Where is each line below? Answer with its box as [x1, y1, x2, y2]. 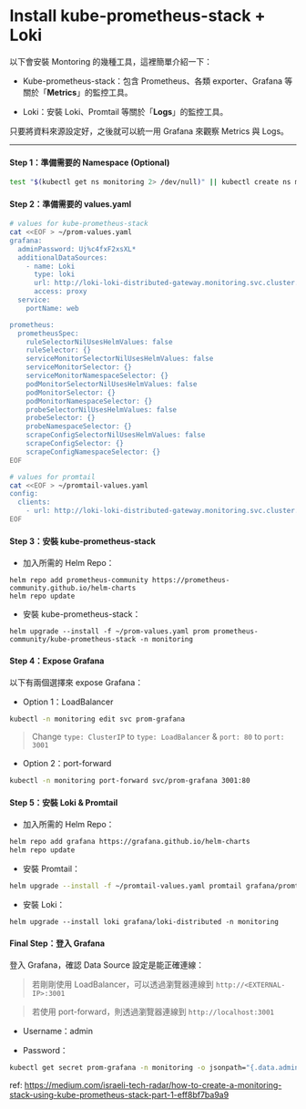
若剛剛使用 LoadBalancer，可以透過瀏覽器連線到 [31, 979, 214, 990]
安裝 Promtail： [22, 863, 80, 875]
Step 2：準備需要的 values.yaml [9, 198, 132, 210]
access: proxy [33, 287, 88, 296]
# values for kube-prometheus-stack [9, 220, 148, 229]
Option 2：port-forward [22, 758, 112, 769]
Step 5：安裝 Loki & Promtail [9, 796, 118, 807]
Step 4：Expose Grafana [9, 655, 105, 666]
